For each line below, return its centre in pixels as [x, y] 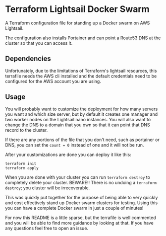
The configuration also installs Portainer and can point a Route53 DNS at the [83, 38]
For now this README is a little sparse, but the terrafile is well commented [81, 218]
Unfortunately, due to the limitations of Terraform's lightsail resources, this [81, 71]
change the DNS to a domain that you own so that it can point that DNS [78, 125]
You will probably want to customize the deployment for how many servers [82, 109]
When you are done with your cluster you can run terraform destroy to [78, 177]
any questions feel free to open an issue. [47, 228]
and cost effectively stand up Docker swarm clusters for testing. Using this [81, 203]
